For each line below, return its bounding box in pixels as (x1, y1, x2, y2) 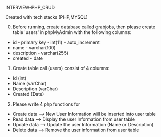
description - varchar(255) (12, 50, 69, 56)
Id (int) (12, 75, 27, 81)
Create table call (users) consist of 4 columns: (12, 65, 110, 71)
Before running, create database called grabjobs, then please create (12, 24, 156, 30)
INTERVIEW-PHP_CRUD (5, 5, 55, 10)
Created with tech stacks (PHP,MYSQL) (5, 14, 88, 20)
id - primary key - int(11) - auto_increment (12, 39, 100, 45)
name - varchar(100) (12, 45, 56, 50)
